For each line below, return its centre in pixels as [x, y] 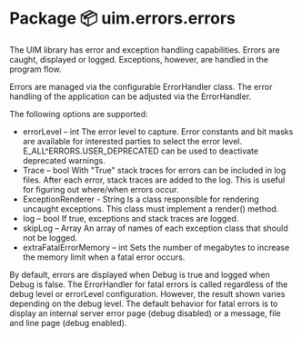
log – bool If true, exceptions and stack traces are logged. [131, 218]
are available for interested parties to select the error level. [132, 141]
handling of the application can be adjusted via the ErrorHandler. [131, 96]
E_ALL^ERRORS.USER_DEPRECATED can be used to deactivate [141, 151]
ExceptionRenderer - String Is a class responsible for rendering [141, 199]
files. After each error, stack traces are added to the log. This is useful [154, 180]
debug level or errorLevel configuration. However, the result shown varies [147, 293]
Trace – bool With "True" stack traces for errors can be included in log [154, 170]
